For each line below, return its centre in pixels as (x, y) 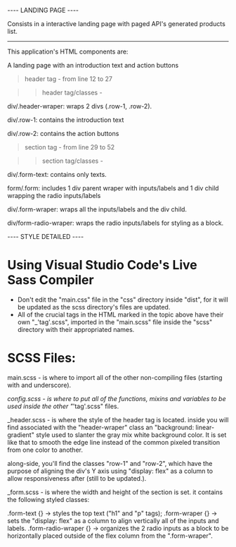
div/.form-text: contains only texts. (57, 174)
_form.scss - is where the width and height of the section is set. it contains (115, 492)
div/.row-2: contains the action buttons (63, 134)
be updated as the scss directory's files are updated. (94, 307)
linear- (205, 427)
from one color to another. (45, 450)
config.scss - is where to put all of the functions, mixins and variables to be (117, 398)
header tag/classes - (72, 92)
